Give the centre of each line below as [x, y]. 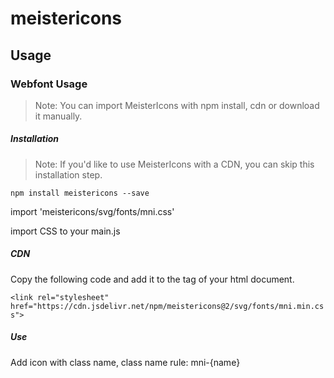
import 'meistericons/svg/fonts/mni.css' [92, 211]
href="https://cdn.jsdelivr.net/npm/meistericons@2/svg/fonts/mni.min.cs [167, 306]
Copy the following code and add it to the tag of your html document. [152, 279]
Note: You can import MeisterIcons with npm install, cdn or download [177, 105]
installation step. [68, 174]
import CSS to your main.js [65, 231]
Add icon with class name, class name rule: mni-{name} [125, 362]
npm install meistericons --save [80, 193]
